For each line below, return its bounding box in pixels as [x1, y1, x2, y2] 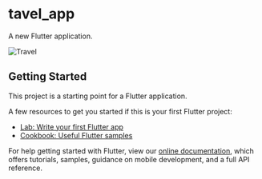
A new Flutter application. [8, 31, 93, 41]
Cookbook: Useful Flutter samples [19, 130, 133, 140]
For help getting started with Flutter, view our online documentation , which [8, 145, 255, 156]
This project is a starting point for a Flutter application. [8, 91, 187, 101]
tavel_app [8, 5, 75, 23]
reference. [8, 163, 42, 173]
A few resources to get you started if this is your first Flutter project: [8, 106, 232, 116]
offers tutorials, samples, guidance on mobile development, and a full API [8, 154, 250, 164]
